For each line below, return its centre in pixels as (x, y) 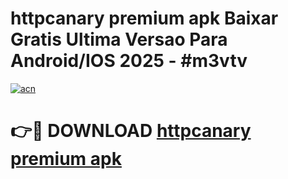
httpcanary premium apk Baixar (144, 18)
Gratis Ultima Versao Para (119, 39)
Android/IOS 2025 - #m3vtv (129, 61)
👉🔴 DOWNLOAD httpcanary (131, 131)
